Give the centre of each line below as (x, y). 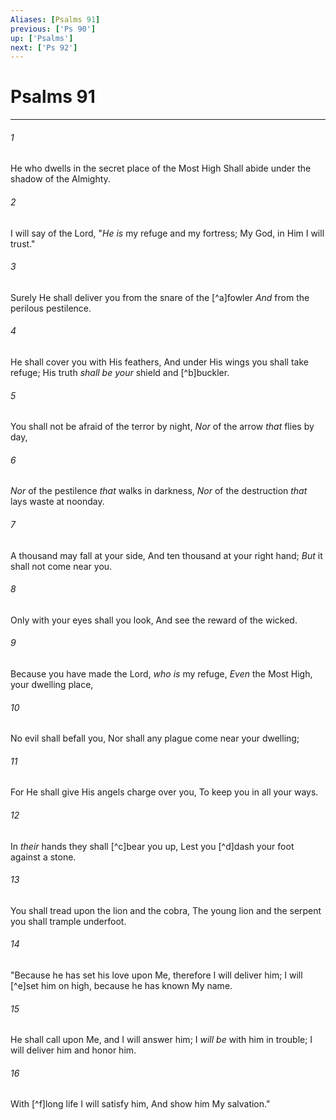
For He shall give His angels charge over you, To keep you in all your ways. (164, 792)
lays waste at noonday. (57, 502)
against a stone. (43, 857)
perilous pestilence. (51, 308)
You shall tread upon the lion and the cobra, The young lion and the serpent (166, 910)
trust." (23, 243)
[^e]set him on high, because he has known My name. (121, 986)
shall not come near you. (61, 566)
